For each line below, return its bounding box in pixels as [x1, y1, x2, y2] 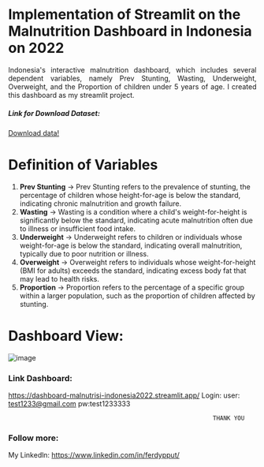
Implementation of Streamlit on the [8, 6, 241, 24]
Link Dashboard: [8, 372, 73, 383]
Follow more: [8, 432, 59, 443]
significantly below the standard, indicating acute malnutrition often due [19, 215, 254, 225]
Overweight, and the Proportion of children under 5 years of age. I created [8, 81, 257, 92]
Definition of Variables [8, 156, 158, 174]
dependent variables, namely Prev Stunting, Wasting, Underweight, [8, 73, 257, 83]
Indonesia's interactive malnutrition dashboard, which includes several [8, 65, 257, 74]
